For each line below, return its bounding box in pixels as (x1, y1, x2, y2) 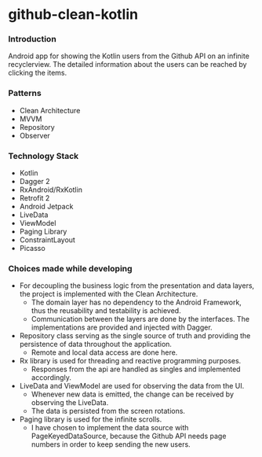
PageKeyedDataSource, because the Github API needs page (31, 431, 227, 441)
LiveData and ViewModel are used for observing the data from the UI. (19, 381, 245, 391)
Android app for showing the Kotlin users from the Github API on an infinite (8, 51, 249, 61)
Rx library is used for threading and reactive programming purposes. (19, 356, 242, 366)
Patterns (8, 88, 42, 99)
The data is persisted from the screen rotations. (31, 407, 186, 416)
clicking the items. (8, 68, 67, 78)
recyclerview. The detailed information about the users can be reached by (8, 60, 247, 69)
